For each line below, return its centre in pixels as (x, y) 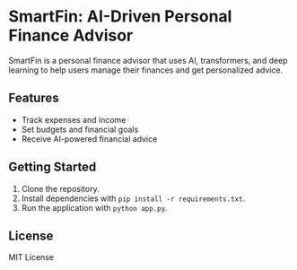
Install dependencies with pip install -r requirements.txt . (133, 198)
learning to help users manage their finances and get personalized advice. (146, 70)
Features (34, 98)
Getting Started (52, 167)
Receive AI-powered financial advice (89, 139)
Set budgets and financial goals (80, 129)
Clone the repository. (60, 188)
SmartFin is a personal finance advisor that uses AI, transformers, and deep (148, 60)
